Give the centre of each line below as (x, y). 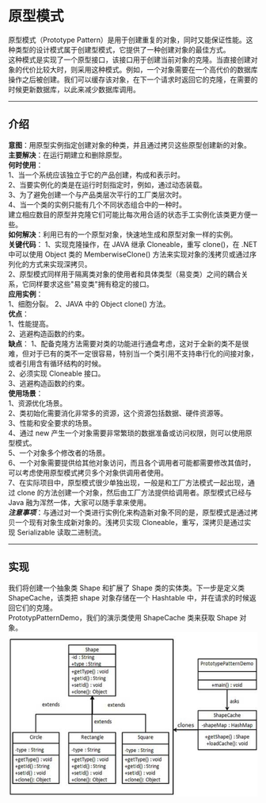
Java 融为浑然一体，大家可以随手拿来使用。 (80, 502)
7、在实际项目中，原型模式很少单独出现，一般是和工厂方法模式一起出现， (128, 482)
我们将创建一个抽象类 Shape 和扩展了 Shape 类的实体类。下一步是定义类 (127, 588)
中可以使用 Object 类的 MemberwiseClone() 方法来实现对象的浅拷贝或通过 (129, 254)
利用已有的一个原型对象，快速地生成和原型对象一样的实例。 (140, 234)
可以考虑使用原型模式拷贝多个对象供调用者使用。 (88, 473)
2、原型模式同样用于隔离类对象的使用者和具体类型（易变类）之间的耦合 (125, 274)
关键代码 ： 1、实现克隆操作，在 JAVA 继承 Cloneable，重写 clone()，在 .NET (133, 244)
